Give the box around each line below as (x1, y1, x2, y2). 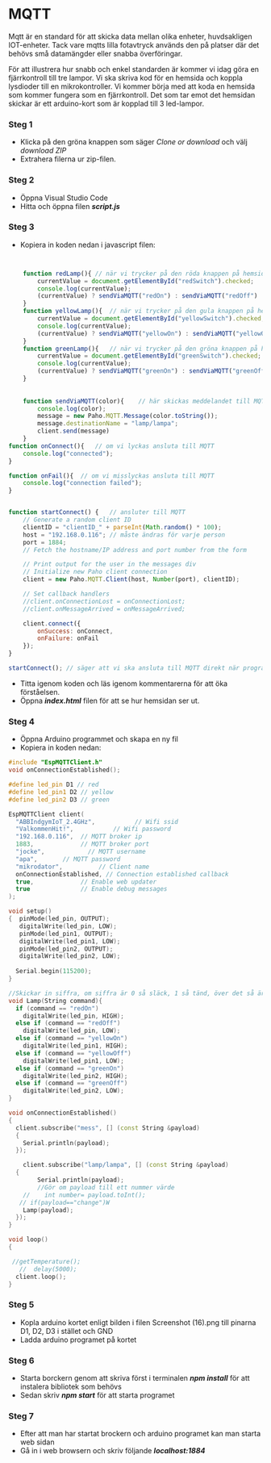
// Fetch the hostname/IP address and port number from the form (23, 545, 248, 554)
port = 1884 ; (23, 538, 67, 546)
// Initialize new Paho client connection (23, 568, 168, 576)
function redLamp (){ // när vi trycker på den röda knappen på (23, 270, 240, 278)
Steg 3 (8, 221, 35, 232)
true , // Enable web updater (15, 877, 157, 886)
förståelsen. (19, 687, 60, 696)
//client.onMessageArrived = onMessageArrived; (23, 604, 186, 613)
